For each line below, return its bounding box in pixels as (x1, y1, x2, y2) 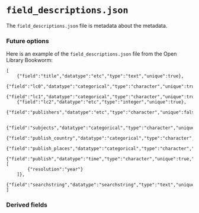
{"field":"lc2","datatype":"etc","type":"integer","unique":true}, (17, 99, 187, 105)
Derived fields (6, 201, 47, 209)
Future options (6, 37, 49, 45)
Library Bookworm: (6, 57, 53, 64)
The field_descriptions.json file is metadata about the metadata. (6, 22, 168, 29)
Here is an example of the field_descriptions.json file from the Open (6, 50, 177, 57)
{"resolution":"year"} (27, 166, 84, 173)
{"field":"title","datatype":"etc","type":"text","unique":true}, (17, 73, 184, 79)
